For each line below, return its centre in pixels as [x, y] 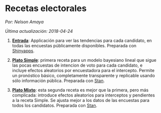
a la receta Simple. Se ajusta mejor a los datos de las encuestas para [80, 100]
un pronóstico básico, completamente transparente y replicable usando [83, 75]
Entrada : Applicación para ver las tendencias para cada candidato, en [82, 40]
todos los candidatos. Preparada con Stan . [55, 105]
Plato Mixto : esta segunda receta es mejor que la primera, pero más [80, 90]
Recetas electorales [46, 8]
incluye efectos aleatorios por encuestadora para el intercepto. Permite [83, 70]
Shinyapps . [23, 51]
